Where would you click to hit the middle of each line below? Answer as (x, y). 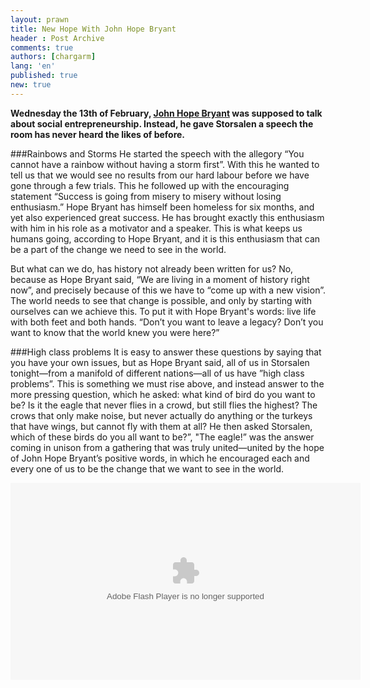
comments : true (42, 47)
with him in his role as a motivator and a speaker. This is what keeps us (156, 228)
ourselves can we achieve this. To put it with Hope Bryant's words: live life (163, 311)
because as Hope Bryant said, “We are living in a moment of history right (160, 279)
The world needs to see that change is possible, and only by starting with (161, 300)
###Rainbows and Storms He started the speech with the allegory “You (157, 153)
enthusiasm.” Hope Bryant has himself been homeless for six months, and (162, 207)
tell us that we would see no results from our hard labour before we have (160, 175)
